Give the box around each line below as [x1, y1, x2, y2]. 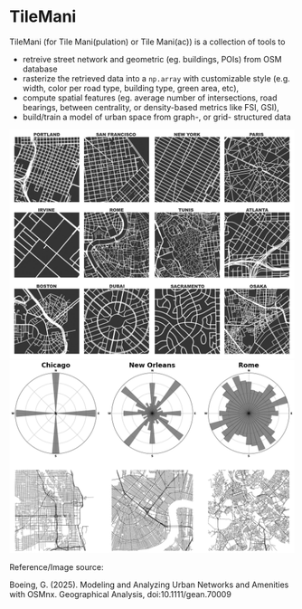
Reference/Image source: [9, 562, 104, 573]
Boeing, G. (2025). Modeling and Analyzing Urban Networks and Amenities [9, 579, 289, 590]
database [22, 63, 58, 74]
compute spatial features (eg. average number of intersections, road [22, 92, 278, 103]
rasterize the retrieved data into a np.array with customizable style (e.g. [22, 72, 291, 83]
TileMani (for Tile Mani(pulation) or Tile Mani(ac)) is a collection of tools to [9, 36, 286, 47]
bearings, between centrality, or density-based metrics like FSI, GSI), [22, 101, 280, 112]
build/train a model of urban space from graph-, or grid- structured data [22, 111, 291, 122]
